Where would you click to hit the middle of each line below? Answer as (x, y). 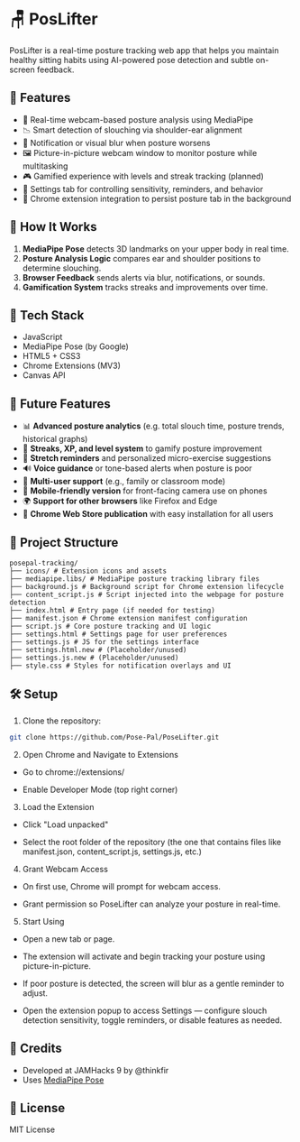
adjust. (35, 993)
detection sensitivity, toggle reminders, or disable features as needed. (152, 1020)
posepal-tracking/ (44, 563)
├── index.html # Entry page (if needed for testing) (113, 611)
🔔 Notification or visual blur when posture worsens (116, 143)
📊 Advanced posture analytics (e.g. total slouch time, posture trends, (154, 426)
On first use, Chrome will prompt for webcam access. (121, 886)
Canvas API (44, 375)
